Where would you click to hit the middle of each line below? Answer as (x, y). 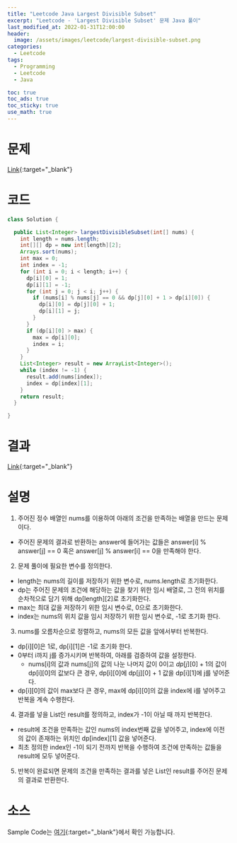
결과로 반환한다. (47, 780)
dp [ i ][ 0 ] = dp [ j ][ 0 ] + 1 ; (77, 305)
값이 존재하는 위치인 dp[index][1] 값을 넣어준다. (91, 738)
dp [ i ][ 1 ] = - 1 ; (48, 285)
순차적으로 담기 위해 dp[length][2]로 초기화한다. (84, 599)
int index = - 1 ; (44, 265)
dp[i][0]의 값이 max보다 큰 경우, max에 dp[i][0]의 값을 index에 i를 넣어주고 (122, 691)
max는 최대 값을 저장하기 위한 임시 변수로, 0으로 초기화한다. (100, 607)
